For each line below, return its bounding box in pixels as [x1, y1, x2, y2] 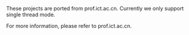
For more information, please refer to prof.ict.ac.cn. [6, 23, 132, 29]
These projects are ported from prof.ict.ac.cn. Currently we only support [6, 5, 184, 12]
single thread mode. [6, 11, 55, 18]
